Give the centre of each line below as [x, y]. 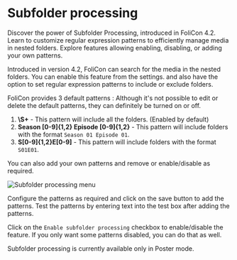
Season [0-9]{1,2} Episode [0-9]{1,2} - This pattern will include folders [123, 126]
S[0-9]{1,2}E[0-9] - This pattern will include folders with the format [117, 142]
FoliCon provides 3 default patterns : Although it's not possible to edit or [113, 98]
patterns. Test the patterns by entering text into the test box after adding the [118, 206]
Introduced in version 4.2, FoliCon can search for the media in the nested [114, 69]
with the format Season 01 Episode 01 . [73, 134]
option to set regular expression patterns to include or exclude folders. [110, 84]
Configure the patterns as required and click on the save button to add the [116, 198]
